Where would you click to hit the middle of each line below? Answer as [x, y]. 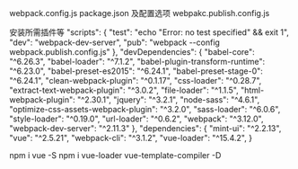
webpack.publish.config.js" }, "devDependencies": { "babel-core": [132, 52]
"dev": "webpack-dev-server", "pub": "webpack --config [114, 42]
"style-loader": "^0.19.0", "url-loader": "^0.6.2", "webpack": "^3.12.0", [136, 119]
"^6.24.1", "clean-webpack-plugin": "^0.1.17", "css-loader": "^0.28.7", [136, 80]
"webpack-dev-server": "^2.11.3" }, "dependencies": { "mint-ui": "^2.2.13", [145, 128]
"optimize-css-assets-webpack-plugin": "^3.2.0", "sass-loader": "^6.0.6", [145, 109]
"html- [253, 90]
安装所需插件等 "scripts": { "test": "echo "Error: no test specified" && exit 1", [149, 32]
